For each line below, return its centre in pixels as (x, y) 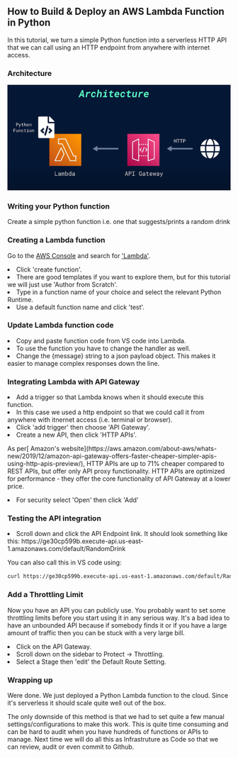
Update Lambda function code (61, 325)
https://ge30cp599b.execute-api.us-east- (82, 541)
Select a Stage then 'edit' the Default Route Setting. (91, 662)
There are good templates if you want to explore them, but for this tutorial (124, 277)
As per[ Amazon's (34, 449)
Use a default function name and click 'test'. (81, 307)
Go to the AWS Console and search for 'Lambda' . (79, 255)
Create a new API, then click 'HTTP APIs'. (76, 435)
